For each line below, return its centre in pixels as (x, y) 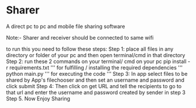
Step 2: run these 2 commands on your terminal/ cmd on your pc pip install (96, 61)
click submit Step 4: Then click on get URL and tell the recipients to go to (94, 86)
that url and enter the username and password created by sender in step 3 (96, 92)
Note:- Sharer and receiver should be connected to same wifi (80, 37)
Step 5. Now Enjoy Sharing (38, 98)
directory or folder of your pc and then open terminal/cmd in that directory (96, 55)
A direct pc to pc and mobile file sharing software (66, 26)
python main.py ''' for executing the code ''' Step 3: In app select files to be (97, 74)
